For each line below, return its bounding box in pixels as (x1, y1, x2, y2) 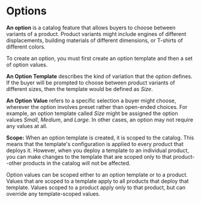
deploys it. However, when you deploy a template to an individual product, (6, 147, 189, 154)
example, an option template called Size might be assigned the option (6, 110, 178, 117)
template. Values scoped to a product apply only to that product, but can (6, 184, 186, 191)
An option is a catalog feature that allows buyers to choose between (6, 24, 176, 31)
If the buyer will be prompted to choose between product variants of (6, 79, 175, 86)
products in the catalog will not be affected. (23, 159, 131, 166)
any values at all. (6, 122, 48, 129)
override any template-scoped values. (6, 190, 101, 197)
